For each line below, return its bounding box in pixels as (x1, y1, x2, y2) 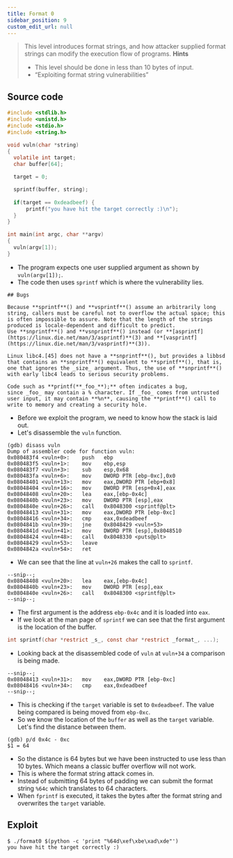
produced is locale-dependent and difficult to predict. (7, 322, 176, 329)
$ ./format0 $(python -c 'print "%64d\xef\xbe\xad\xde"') (7, 838, 179, 845)
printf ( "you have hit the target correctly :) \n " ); (25, 205, 179, 213)
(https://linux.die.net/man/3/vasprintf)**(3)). (7, 340, 151, 347)
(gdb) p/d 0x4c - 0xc (7, 736, 70, 743)
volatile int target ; (13, 154, 77, 161)
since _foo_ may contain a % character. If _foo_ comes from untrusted (7, 389, 219, 396)
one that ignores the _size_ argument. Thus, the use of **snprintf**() (7, 364, 223, 372)
